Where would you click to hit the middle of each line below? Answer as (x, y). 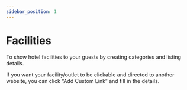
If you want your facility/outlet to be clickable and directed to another (90, 75)
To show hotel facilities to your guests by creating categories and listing (94, 57)
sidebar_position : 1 (32, 11)
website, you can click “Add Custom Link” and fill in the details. (83, 81)
